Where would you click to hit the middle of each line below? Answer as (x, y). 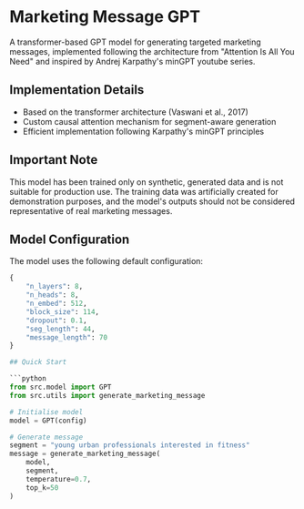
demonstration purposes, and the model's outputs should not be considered (152, 201)
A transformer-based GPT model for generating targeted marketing (135, 42)
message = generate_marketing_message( (85, 454)
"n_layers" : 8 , (55, 287)
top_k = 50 (42, 488)
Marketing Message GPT (105, 17)
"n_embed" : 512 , (57, 303)
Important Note (54, 160)
